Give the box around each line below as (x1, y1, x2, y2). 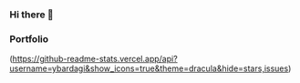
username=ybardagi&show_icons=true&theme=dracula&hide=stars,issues (9, 63, 289, 74)
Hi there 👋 (9, 8, 55, 21)
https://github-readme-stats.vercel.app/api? (12, 54, 178, 65)
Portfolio (9, 32, 49, 45)
